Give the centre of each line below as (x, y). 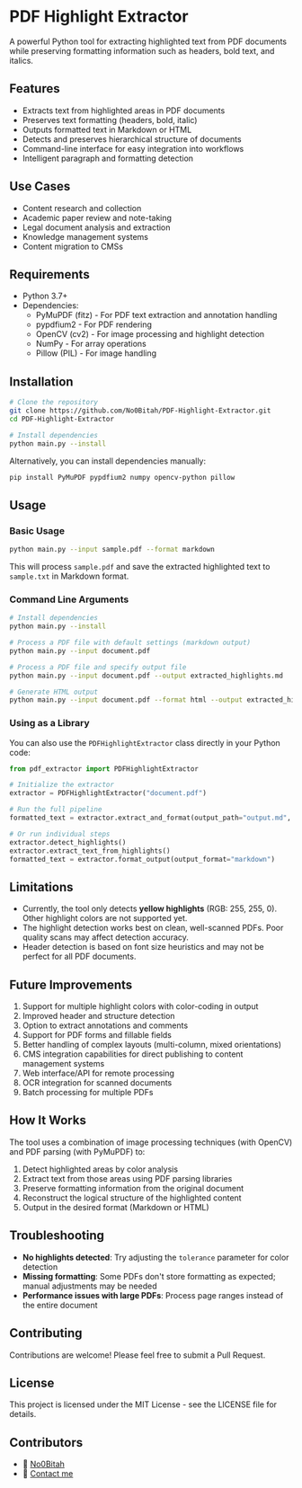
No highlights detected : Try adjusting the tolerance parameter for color (155, 1257)
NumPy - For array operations (91, 344)
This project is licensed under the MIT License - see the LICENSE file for (143, 1404)
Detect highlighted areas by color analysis (100, 1169)
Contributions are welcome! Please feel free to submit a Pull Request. (138, 1355)
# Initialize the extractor (62, 785)
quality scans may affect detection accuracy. (105, 937)
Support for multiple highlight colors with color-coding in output (140, 1006)
